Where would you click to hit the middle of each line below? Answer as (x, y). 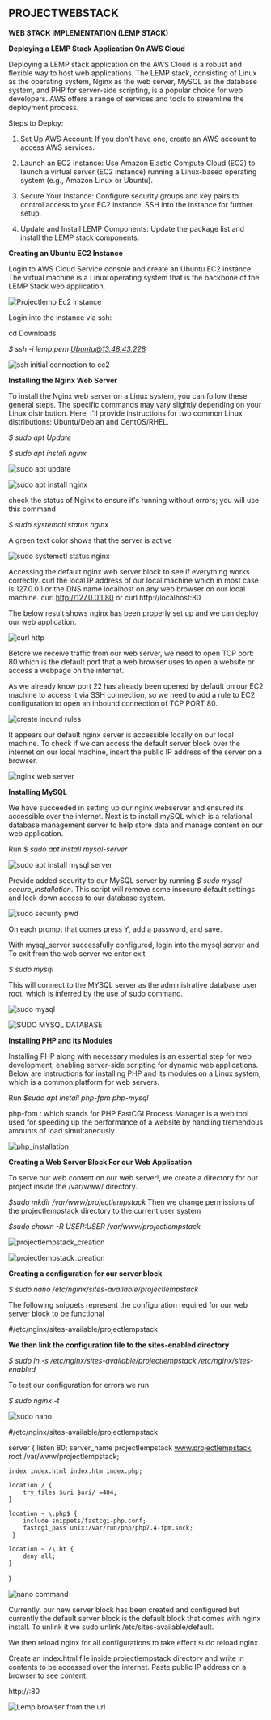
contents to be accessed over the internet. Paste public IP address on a (127, 1667)
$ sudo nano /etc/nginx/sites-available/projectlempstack (104, 1289)
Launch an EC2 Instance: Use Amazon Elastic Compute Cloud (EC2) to (138, 163)
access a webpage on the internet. (66, 670)
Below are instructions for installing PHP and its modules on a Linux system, (135, 1073)
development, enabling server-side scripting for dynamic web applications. (133, 1065)
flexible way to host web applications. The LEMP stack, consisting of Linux (133, 73)
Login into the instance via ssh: (60, 317)
